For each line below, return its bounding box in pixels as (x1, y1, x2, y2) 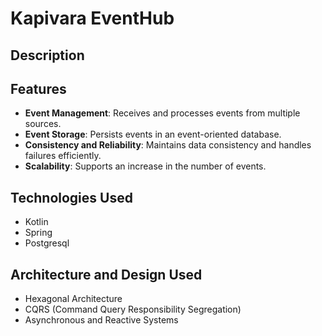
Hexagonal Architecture (24, 293, 123, 305)
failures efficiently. (24, 150, 102, 162)
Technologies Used (10, 189, 133, 206)
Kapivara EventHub (10, 7, 175, 30)
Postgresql (24, 237, 70, 249)
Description (10, 47, 85, 64)
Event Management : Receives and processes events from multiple (24, 107, 301, 119)
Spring (24, 227, 53, 239)
